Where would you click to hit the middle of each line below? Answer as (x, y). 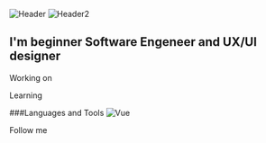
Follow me (28, 130)
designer (35, 56)
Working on (31, 77)
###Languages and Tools (57, 112)
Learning (26, 95)
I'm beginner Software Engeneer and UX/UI (133, 42)
